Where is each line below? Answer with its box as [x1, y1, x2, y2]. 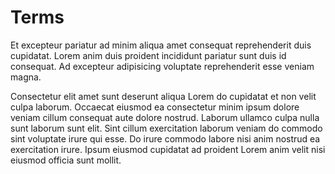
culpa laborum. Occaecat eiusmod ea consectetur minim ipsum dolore [10, 101, 300, 113]
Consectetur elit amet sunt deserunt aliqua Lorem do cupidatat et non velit [10, 90, 317, 102]
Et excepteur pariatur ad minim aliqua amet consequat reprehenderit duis [10, 39, 312, 51]
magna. [10, 71, 42, 83]
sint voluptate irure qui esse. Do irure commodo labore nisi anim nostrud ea [10, 132, 321, 145]
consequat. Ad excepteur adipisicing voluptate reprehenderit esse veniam [10, 60, 315, 72]
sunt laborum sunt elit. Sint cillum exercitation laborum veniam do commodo [10, 122, 323, 134]
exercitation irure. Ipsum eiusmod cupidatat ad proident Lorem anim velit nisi [10, 143, 326, 155]
